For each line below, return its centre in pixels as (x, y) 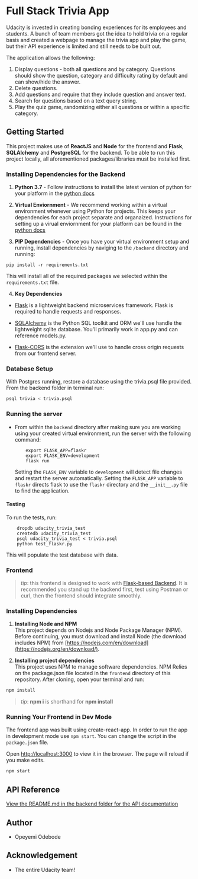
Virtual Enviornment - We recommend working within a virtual (91, 205)
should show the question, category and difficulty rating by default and (101, 75)
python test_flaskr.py (45, 544)
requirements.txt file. (33, 282)
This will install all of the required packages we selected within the (87, 276)
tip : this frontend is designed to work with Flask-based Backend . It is (104, 583)
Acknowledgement (42, 856)
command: (28, 439)
